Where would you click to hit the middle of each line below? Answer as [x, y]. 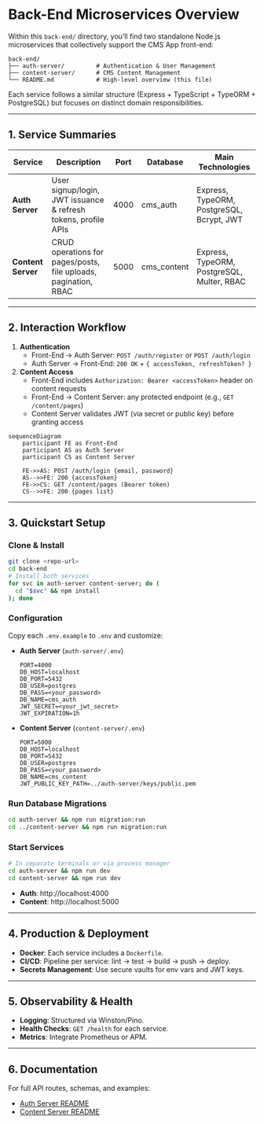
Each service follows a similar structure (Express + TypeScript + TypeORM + [132, 94]
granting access [57, 422]
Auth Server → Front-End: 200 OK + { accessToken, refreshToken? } [141, 363]
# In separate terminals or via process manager [89, 863]
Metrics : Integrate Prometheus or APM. [83, 1037]
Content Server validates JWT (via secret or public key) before [132, 413]
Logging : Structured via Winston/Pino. [82, 1020]
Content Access [46, 372]
